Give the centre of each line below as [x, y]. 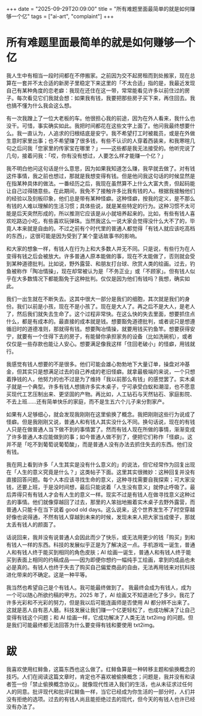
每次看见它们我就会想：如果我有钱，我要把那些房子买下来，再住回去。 [103, 98]
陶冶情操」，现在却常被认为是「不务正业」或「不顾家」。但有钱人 [111, 271]
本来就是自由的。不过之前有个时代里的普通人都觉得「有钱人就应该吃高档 [106, 228]
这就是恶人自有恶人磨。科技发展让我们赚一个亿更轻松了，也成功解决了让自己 [101, 610]
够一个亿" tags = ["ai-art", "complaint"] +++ [60, 16]
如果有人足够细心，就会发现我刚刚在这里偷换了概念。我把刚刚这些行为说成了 [101, 414]
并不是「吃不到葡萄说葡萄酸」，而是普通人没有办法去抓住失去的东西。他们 [97, 444]
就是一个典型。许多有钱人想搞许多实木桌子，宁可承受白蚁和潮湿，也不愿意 [103, 386]
